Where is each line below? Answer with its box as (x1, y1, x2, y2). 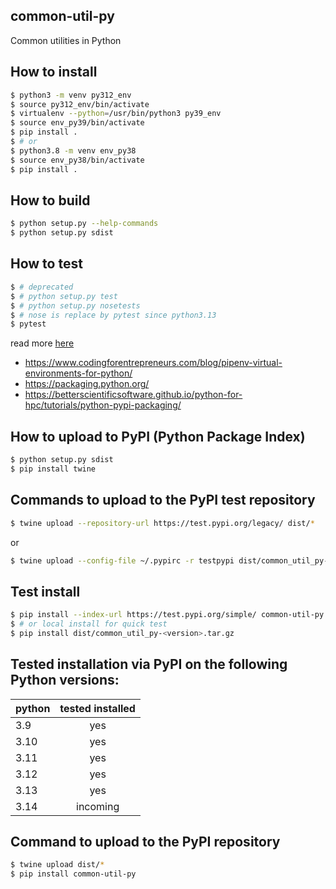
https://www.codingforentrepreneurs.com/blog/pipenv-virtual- (24, 357, 283, 369)
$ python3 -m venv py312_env (10, 90, 132, 100)
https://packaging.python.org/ (24, 378, 150, 390)
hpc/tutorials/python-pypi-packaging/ (24, 399, 182, 411)
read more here (10, 337, 75, 349)
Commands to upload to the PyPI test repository (10, 492, 316, 509)
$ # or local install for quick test (10, 619, 168, 629)
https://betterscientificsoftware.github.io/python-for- (24, 389, 243, 401)
